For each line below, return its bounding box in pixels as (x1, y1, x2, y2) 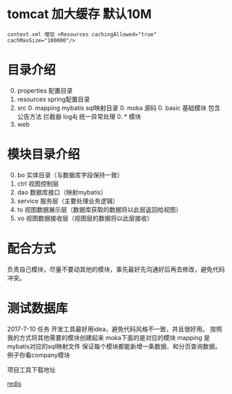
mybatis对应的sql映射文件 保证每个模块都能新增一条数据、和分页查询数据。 (7, 342, 222, 350)
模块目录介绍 (7, 147, 81, 163)
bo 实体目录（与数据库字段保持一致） (17, 170, 124, 179)
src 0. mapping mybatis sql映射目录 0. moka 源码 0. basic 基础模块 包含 (17, 103, 221, 111)
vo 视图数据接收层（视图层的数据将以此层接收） (17, 214, 153, 222)
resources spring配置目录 (17, 95, 90, 103)
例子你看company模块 (7, 350, 70, 359)
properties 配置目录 (17, 86, 73, 94)
